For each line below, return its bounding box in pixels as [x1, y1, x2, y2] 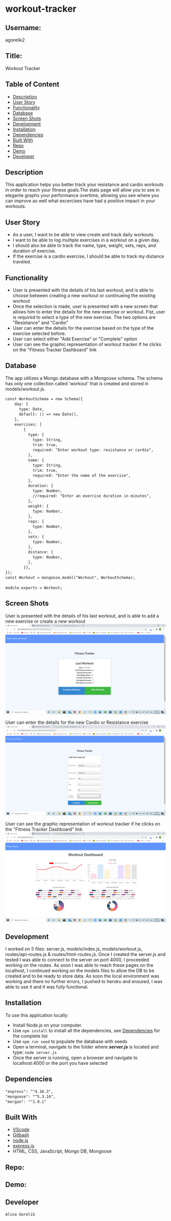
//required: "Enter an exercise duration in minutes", [32, 493, 152, 498]
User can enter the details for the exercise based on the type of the [12, 325, 154, 331]
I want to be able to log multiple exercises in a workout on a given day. [12, 237, 160, 243]
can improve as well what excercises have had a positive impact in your [5, 198, 155, 204]
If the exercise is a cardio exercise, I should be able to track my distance [12, 253, 164, 259]
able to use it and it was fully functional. [5, 984, 89, 990]
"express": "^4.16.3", [5, 1089, 53, 1094]
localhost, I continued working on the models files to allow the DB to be [5, 968, 155, 973]
